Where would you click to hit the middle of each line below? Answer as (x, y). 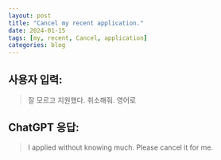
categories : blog (37, 45)
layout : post (30, 16)
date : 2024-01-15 (37, 30)
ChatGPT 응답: (44, 128)
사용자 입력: (35, 79)
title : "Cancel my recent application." (76, 23)
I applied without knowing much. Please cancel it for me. (120, 147)
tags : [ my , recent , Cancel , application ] (78, 38)
